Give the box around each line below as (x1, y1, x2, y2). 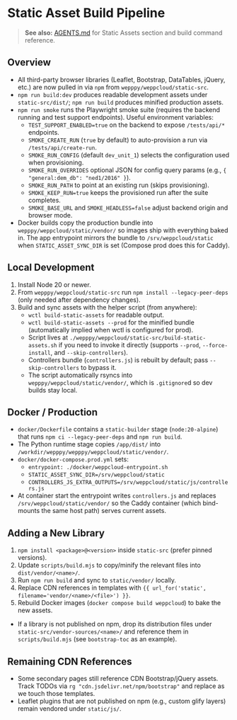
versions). (17, 553, 47, 562)
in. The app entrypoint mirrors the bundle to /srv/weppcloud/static (17, 233, 214, 242)
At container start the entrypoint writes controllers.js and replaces (17, 491, 216, 500)
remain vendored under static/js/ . (17, 704, 122, 713)
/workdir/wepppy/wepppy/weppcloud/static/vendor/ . (17, 448, 169, 456)
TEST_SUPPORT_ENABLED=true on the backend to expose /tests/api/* (28, 120, 225, 129)
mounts (17, 507, 40, 515)
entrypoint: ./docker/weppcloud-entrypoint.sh (28, 464, 168, 471)
